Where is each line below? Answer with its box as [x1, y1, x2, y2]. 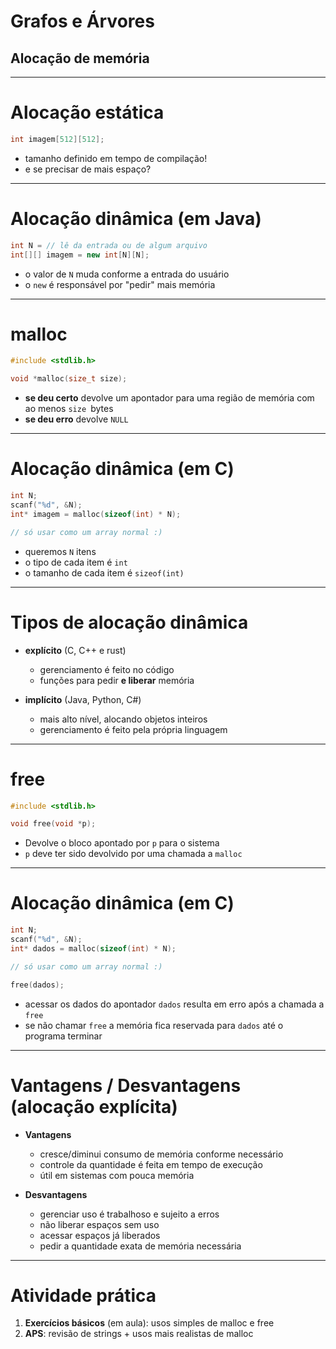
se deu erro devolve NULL [24, 413, 129, 425]
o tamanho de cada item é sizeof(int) [24, 566, 185, 579]
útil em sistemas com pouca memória [39, 1169, 195, 1181]
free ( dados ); [10, 980, 65, 990]
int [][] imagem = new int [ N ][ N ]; [10, 250, 150, 260]
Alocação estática [10, 101, 165, 124]
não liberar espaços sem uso [39, 1218, 160, 1230]
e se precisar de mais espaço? [24, 163, 152, 175]
